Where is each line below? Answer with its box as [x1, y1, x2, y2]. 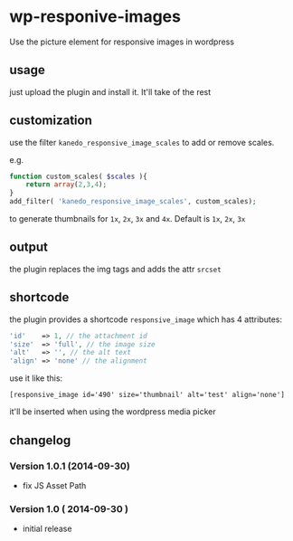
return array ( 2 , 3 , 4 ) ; [25, 180, 107, 189]
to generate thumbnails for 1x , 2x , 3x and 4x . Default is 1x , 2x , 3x [9, 214, 246, 224]
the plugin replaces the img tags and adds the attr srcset [9, 263, 222, 274]
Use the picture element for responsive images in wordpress [9, 36, 235, 47]
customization [9, 113, 92, 128]
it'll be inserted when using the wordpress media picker [9, 406, 216, 417]
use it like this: [9, 373, 63, 384]
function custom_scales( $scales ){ [9, 172, 147, 181]
